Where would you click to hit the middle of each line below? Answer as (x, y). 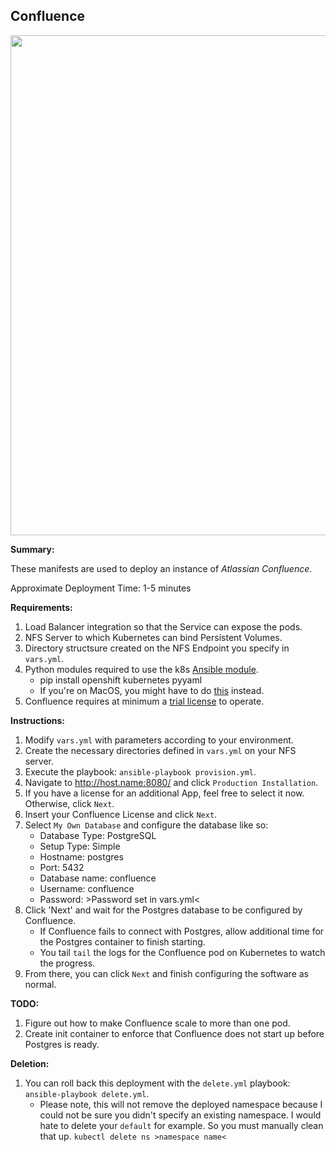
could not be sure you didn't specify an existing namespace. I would (180, 1115)
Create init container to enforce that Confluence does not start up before (174, 1033)
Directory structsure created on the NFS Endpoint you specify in (157, 648)
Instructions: (38, 720)
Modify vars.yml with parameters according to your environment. (159, 740)
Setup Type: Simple (80, 846)
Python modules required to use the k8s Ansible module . (141, 669)
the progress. (67, 963)
